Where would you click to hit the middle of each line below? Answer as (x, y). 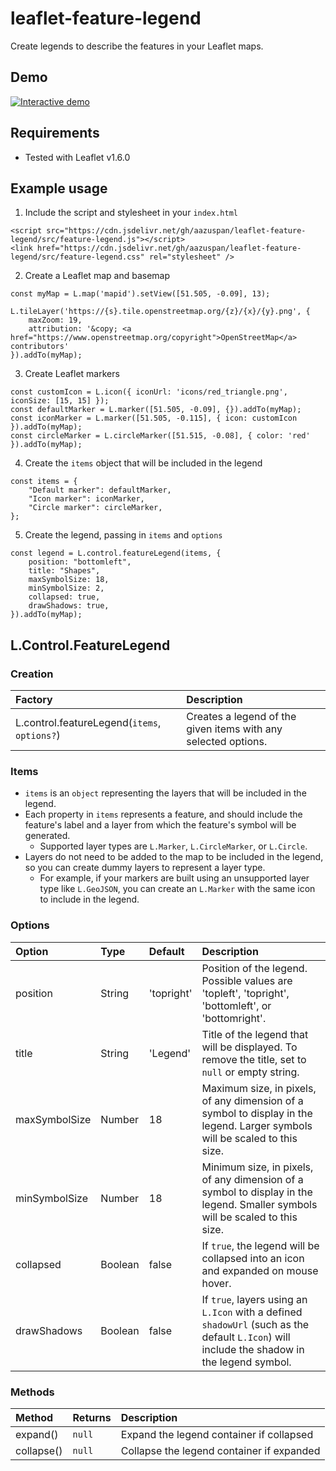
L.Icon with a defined (252, 1312)
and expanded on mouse (260, 1270)
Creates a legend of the (241, 717)
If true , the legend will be (260, 1245)
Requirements (55, 133)
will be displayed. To (249, 1047)
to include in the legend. (89, 899)
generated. (47, 836)
